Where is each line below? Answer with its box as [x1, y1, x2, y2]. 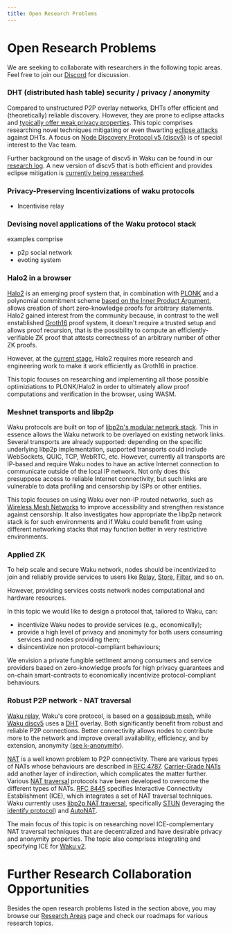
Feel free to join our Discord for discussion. [7, 70, 130, 79]
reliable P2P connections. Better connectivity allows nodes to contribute [7, 726, 213, 735]
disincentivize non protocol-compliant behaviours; [17, 643, 161, 651]
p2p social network [17, 248, 73, 257]
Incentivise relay [17, 202, 64, 211]
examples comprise [7, 235, 64, 243]
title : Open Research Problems [7, 10, 98, 17]
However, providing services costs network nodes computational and [7, 587, 206, 595]
